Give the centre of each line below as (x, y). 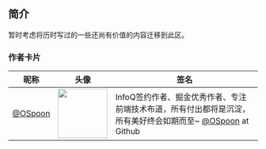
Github (128, 132)
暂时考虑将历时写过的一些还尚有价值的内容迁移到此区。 (98, 35)
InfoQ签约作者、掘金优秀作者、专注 (181, 97)
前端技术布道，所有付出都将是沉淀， (183, 109)
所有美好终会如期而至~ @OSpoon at (182, 121)
